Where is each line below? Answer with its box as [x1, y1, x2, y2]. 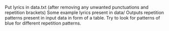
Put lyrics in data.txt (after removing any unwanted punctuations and [5, 4, 149, 10]
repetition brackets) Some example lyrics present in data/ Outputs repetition [5, 9, 164, 15]
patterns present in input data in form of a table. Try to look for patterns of [5, 15, 160, 20]
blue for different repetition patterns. [5, 20, 81, 26]
